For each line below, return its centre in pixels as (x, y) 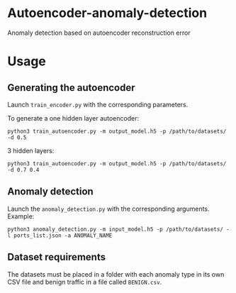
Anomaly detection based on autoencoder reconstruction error (99, 33)
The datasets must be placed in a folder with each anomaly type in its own (116, 274)
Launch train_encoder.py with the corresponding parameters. (98, 104)
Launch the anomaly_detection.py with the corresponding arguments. (109, 209)
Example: (21, 216)
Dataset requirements (57, 257)
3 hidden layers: (31, 150)
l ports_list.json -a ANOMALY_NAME (60, 236)
